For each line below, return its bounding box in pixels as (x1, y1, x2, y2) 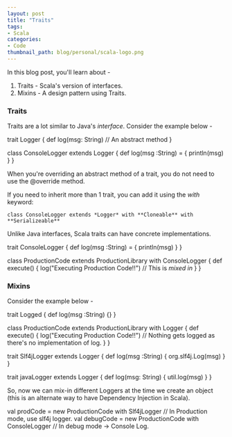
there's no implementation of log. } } (7, 338, 111, 347)
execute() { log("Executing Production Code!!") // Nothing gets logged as (7, 331, 215, 340)
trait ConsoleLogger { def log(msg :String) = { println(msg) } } (7, 243, 182, 252)
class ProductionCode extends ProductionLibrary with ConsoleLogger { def (7, 256, 223, 265)
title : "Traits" (7, 17, 54, 24)
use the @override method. (7, 177, 85, 185)
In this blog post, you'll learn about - (7, 67, 111, 76)
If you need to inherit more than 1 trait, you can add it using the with (7, 190, 200, 199)
